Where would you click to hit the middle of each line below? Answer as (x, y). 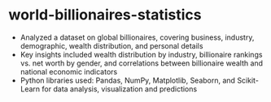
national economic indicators (69, 71)
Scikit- (248, 80)
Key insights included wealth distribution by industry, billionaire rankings (141, 54)
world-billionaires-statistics (105, 15)
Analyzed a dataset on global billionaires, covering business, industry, (137, 37)
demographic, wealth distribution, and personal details (111, 45)
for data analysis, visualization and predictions (120, 89)
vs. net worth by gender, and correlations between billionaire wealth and (141, 63)
